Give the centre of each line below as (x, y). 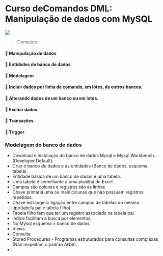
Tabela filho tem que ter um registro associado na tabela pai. (73, 213)
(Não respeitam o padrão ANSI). (45, 244)
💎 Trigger (15, 132)
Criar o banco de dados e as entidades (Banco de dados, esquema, (80, 166)
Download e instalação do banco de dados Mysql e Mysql (71, 155)
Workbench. (143, 155)
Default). (45, 160)
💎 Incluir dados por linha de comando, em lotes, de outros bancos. (74, 87)
